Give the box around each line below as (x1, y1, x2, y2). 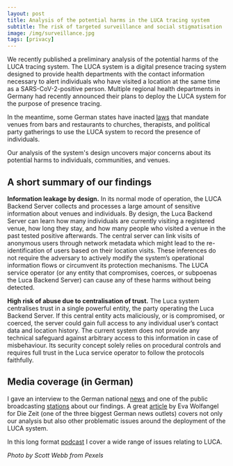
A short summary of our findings (7, 176, 152, 188)
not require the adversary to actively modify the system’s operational (7, 253, 204, 262)
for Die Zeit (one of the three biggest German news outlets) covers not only (7, 409, 223, 417)
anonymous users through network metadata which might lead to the (7, 239, 205, 247)
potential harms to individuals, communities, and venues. (7, 156, 170, 164)
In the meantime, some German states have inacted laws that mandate (7, 113, 209, 122)
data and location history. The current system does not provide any (7, 326, 200, 335)
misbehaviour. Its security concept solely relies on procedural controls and (7, 341, 221, 349)
